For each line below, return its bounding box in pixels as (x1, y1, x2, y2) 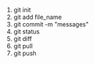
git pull (13, 42, 33, 50)
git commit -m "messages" (13, 20, 90, 28)
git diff (13, 35, 33, 43)
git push (13, 49, 37, 57)
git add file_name (13, 13, 62, 21)
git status (13, 27, 40, 35)
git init (13, 6, 31, 14)
